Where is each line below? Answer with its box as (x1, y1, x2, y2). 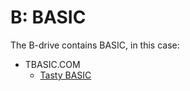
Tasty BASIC (39, 69, 92, 81)
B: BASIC (10, 6, 87, 29)
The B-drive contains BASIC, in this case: (10, 39, 180, 51)
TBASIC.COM (24, 58, 81, 70)
